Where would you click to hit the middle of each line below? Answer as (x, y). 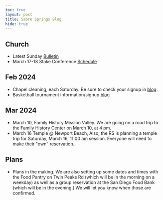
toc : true (16, 10)
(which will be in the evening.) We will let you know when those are (82, 187)
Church (17, 44)
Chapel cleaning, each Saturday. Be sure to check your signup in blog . (85, 89)
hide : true (17, 24)
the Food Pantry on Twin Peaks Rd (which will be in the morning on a (84, 177)
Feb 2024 (21, 77)
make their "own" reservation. (43, 144)
